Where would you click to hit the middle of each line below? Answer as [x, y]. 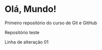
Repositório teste [22, 32]
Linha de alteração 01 [27, 42]
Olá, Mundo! [31, 9]
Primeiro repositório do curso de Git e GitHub [51, 23]
